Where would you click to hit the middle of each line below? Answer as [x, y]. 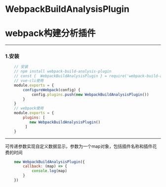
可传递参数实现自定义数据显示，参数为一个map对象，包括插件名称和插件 [79, 146]
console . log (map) [49, 171]
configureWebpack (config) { [52, 90]
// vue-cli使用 [29, 81]
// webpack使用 [29, 108]
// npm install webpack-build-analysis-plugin [63, 71]
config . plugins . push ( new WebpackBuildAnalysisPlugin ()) [90, 94]
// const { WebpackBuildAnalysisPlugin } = [61, 76]
